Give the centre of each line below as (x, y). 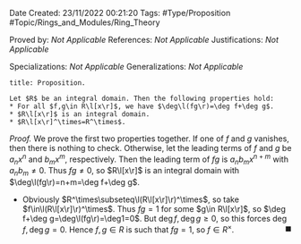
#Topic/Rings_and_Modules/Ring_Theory (85, 22)
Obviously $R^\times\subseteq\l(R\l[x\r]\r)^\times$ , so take (131, 199)
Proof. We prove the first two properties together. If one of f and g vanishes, (149, 139)
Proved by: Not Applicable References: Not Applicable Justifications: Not (144, 40)
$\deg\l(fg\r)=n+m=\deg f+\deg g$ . (75, 182)
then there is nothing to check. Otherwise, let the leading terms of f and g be (150, 148)
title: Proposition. (48, 83)
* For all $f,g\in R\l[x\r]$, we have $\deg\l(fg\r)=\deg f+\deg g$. (142, 106)
